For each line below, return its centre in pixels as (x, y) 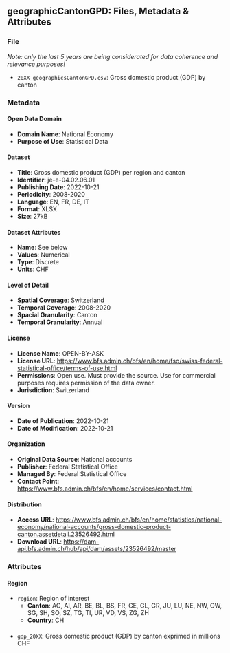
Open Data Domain (34, 119)
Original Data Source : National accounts (74, 460)
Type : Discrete (38, 262)
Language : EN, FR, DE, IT (53, 202)
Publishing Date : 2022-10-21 (58, 187)
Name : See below (42, 248)
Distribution (25, 504)
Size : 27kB (32, 217)
